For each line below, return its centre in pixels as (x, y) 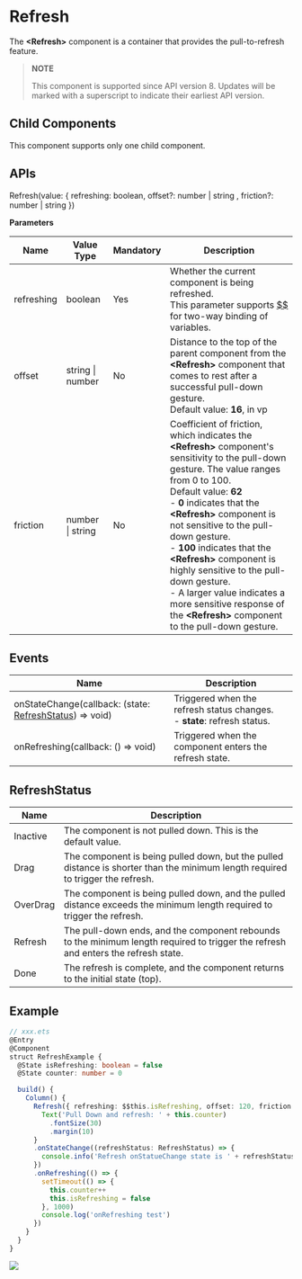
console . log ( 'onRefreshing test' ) (106, 1215)
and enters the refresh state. (124, 953)
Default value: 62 (206, 491)
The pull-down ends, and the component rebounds (172, 931)
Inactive (31, 836)
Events (29, 658)
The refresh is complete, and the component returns (174, 968)
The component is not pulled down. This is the (161, 831)
